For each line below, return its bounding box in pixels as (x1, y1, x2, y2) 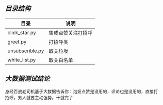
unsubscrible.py (7, 47, 45, 54)
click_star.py (7, 29, 36, 36)
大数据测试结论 (5, 75, 50, 83)
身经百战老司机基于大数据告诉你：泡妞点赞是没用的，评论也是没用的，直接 (5, 89, 154, 94)
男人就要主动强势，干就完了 (17, 94, 73, 100)
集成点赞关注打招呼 (49, 30, 93, 36)
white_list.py (7, 56, 36, 63)
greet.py (7, 38, 27, 45)
